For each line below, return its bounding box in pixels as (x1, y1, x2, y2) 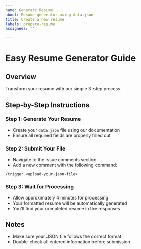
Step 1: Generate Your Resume (5, 116, 81, 123)
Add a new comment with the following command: (12, 162, 117, 168)
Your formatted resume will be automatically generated (12, 200, 127, 206)
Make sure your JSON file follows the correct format (12, 233, 122, 240)
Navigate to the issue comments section (12, 157, 97, 163)
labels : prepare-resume (5, 21, 56, 27)
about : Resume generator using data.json (5, 12, 94, 17)
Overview (5, 72, 37, 81)
